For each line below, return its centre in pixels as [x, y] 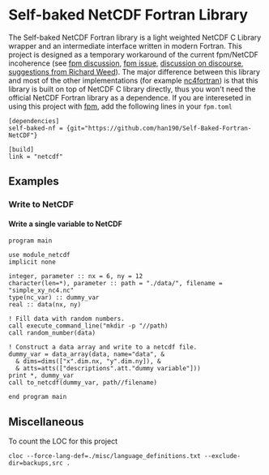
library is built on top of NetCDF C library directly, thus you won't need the [132, 89]
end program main [38, 397]
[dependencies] [34, 121]
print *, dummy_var [41, 376]
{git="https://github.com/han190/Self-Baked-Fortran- [159, 128]
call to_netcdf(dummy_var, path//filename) [83, 383]
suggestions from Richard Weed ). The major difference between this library [134, 71]
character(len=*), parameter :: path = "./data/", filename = [115, 284]
